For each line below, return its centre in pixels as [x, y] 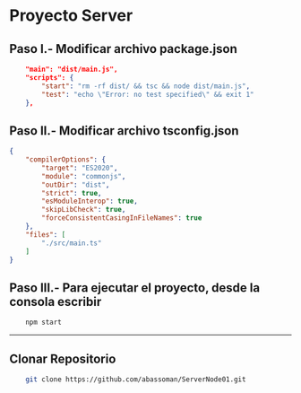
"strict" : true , [72, 193]
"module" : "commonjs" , [84, 176]
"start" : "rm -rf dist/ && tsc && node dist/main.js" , [146, 86]
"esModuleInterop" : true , [90, 201]
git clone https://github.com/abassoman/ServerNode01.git [136, 379]
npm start [44, 323]
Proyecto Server [71, 16]
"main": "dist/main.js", [72, 69]
